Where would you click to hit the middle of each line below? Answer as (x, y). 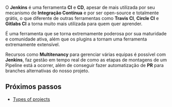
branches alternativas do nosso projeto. (47, 71)
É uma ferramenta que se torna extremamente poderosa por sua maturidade (86, 34)
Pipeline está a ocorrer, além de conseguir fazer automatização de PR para (85, 65)
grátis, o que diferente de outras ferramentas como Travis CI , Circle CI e (82, 18)
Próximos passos (33, 87)
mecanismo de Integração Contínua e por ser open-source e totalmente (82, 13)
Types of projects (31, 99)
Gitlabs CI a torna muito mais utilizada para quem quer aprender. (74, 24)
